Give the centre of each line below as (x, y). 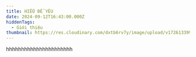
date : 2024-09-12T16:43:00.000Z (45, 17)
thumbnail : (19, 33)
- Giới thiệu (27, 27)
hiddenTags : (20, 22)
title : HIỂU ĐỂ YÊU (30, 11)
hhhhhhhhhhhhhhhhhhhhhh (39, 49)
